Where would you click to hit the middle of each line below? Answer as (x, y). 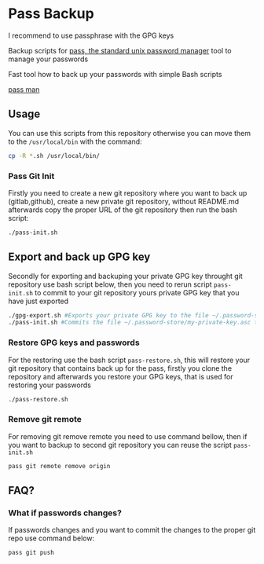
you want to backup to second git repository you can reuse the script (120, 445)
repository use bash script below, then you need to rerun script (110, 284)
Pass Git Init (31, 176)
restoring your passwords (50, 385)
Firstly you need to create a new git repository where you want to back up (128, 192)
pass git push (31, 553)
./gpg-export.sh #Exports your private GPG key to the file (109, 315)
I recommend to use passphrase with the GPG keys (91, 35)
